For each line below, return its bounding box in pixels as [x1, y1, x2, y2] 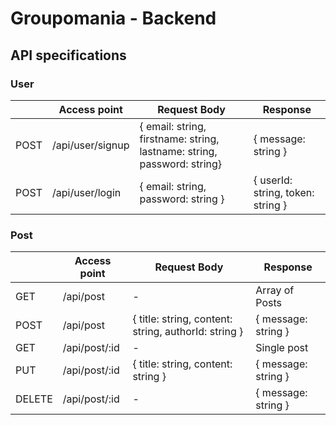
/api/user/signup [51, 138, 130, 152]
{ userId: [253, 173, 293, 187]
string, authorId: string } [132, 325, 244, 339]
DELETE [15, 392, 53, 406]
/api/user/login [51, 185, 122, 199]
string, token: [253, 185, 315, 199]
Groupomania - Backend [10, 7, 217, 30]
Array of [255, 283, 295, 297]
